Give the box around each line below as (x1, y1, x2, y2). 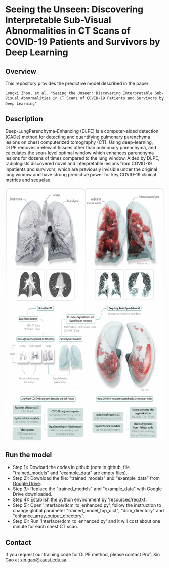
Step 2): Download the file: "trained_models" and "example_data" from (12, 475, 160, 481)
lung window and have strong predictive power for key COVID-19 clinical (5, 171, 156, 177)
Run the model (5, 451, 52, 459)
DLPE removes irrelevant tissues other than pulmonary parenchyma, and (5, 144, 156, 150)
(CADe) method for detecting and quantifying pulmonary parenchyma (5, 133, 150, 140)
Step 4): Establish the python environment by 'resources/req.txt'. (12, 496, 148, 503)
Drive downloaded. (12, 491, 52, 497)
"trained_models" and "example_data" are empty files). (12, 470, 128, 476)
